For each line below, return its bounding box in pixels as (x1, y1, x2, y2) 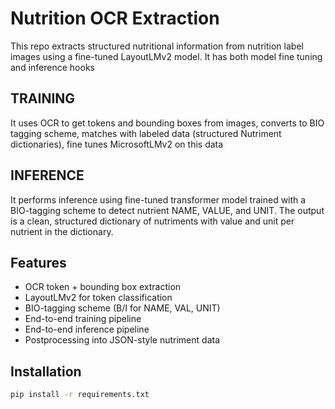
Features (10, 254, 67, 271)
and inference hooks (10, 61, 95, 73)
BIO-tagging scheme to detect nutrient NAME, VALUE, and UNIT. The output (10, 204, 325, 216)
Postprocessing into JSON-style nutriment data (24, 334, 221, 346)
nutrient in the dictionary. (10, 225, 114, 237)
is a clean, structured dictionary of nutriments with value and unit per (10, 215, 295, 227)
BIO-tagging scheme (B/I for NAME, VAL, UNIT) (24, 302, 221, 314)
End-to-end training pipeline (24, 313, 142, 325)
